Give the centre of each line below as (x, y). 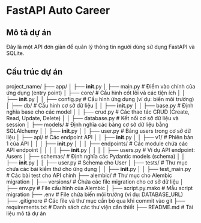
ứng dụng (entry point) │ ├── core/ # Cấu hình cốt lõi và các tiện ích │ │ (96, 93)
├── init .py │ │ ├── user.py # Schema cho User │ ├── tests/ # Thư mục (97, 163)
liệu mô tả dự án (26, 213)
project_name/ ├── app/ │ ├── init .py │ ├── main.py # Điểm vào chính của (101, 86)
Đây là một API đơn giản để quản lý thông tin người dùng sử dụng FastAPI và (100, 47)
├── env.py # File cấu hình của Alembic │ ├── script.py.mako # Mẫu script (100, 188)
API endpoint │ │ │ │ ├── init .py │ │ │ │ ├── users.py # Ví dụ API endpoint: (100, 149)
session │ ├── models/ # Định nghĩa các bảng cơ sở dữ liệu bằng (88, 124)
